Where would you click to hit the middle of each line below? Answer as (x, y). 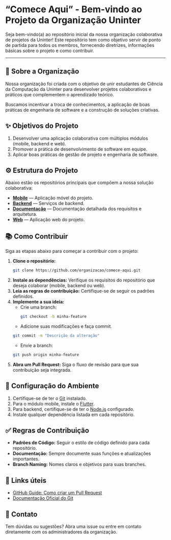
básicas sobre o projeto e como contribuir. (50, 50)
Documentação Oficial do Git (43, 498)
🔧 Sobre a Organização (42, 72)
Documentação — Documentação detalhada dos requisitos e (77, 209)
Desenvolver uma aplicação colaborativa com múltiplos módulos (80, 138)
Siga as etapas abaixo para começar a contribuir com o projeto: (72, 251)
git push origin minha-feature (46, 355)
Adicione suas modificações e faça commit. (66, 326)
